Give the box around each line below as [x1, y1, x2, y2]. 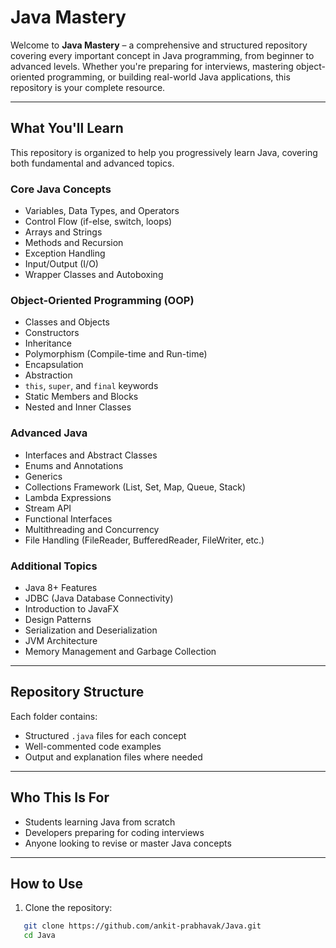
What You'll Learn [10, 120, 124, 137]
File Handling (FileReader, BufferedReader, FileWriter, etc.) [24, 534, 265, 546]
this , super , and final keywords [24, 380, 159, 392]
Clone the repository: [24, 902, 113, 914]
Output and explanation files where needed [24, 751, 203, 763]
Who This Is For [10, 789, 110, 806]
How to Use [10, 875, 84, 892]
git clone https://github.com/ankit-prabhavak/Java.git [23, 921, 262, 931]
